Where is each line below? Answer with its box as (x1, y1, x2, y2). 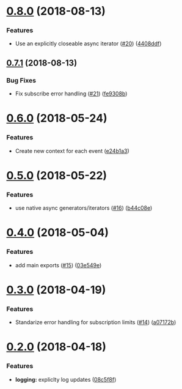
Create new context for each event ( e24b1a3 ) (15, 147, 129, 154)
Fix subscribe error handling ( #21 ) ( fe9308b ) (15, 90, 128, 97)
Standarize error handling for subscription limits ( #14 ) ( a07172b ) (15, 319, 177, 326)
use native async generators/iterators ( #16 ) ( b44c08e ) (15, 204, 153, 212)
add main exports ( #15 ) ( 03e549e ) (15, 261, 102, 269)
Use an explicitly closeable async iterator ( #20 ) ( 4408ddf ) (15, 40, 162, 47)
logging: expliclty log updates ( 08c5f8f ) (15, 376, 117, 383)
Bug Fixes (6, 76, 37, 84)
